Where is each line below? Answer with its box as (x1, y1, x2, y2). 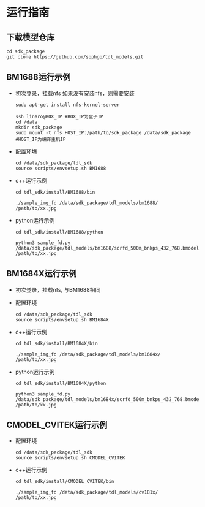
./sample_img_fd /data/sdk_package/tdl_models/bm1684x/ (15, 351, 161, 357)
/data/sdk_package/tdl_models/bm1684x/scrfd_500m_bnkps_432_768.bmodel (15, 396, 202, 402)
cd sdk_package (6, 48, 45, 55)
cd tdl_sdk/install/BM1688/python (15, 229, 103, 235)
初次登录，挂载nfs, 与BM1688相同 (15, 286, 101, 293)
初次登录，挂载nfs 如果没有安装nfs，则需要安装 (15, 90, 135, 97)
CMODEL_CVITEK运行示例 (6, 420, 108, 430)
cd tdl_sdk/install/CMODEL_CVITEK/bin (15, 479, 114, 485)
